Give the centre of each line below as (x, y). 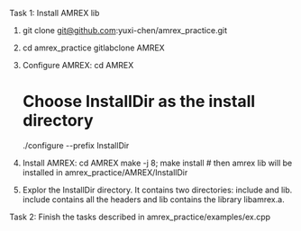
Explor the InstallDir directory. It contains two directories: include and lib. (157, 190)
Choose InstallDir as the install (139, 102)
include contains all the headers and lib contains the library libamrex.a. (154, 199)
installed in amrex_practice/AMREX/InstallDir (105, 172)
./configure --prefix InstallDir (76, 145)
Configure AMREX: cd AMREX (78, 65)
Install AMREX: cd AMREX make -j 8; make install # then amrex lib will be (157, 163)
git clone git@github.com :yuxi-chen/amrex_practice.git (125, 30)
